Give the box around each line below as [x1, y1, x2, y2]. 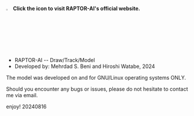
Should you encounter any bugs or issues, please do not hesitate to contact [6, 86, 188, 93]
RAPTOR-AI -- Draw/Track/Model [14, 57, 95, 63]
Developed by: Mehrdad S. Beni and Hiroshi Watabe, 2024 [14, 63, 155, 70]
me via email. [6, 92, 38, 98]
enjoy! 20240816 [6, 103, 47, 110]
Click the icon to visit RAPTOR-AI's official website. [13, 5, 140, 12]
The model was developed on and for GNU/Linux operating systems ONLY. [6, 74, 186, 81]
